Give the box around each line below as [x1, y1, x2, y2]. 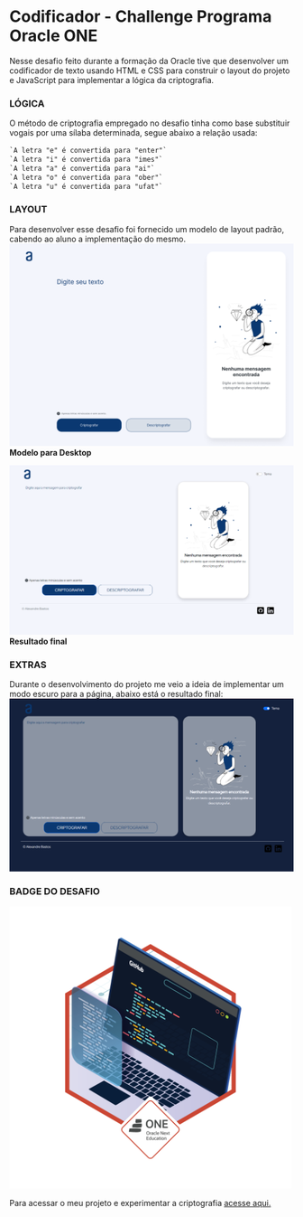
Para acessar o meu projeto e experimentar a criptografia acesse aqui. [9, 1198, 271, 1209]
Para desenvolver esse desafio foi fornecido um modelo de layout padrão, [9, 223, 285, 234]
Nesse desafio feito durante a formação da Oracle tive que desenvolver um [9, 55, 289, 66]
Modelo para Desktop [9, 447, 92, 458]
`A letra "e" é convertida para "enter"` [9, 146, 168, 156]
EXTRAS [9, 658, 47, 671]
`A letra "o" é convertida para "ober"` [9, 174, 164, 183]
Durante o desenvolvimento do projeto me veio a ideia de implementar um [9, 678, 284, 689]
